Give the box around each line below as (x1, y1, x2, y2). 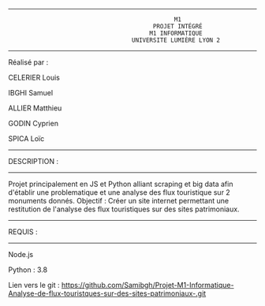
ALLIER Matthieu (8, 103, 62, 113)
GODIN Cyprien (8, 119, 59, 128)
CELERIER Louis (8, 73, 61, 82)
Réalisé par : (8, 58, 49, 67)
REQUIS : (8, 227, 38, 237)
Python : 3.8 (8, 265, 48, 274)
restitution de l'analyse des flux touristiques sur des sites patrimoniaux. (8, 204, 240, 214)
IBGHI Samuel (8, 88, 54, 97)
